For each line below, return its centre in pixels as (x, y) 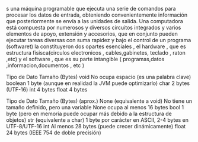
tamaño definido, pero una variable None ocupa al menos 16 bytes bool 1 (95, 107)
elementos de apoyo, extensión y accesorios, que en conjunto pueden (92, 34)
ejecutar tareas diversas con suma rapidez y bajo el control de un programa (99, 40)
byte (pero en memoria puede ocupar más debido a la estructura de (89, 113)
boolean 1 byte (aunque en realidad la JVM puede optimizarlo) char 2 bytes (98, 83)
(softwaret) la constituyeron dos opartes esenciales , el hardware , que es (96, 46)
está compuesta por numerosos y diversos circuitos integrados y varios (94, 27)
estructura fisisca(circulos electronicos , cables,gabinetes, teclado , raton (96, 53)
